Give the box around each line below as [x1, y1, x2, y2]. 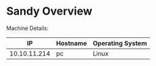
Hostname [56, 38, 87, 47]
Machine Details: [6, 24, 49, 32]
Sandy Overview [6, 4, 93, 18]
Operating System [92, 38, 147, 47]
